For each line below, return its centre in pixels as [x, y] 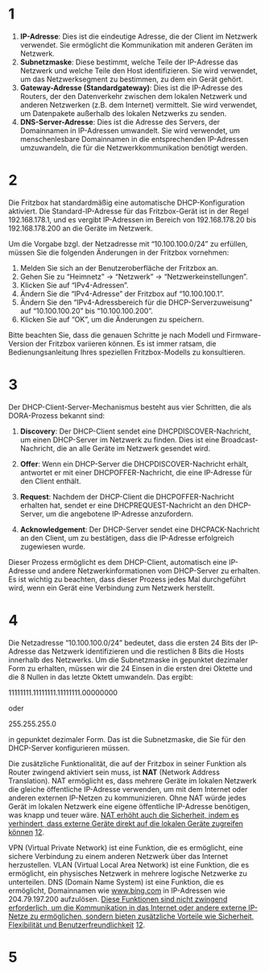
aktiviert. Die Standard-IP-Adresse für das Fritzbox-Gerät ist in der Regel [129, 211]
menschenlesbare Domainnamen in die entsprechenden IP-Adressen [134, 139]
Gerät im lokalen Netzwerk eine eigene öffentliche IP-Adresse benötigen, [129, 806]
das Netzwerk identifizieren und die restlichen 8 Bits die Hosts [141, 651]
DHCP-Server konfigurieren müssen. [69, 748]
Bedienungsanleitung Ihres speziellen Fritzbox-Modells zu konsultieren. [127, 352]
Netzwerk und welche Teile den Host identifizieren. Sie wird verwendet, [139, 70]
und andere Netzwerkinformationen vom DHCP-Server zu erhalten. [149, 571]
